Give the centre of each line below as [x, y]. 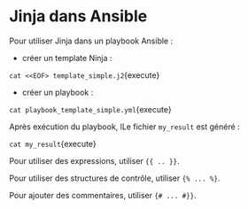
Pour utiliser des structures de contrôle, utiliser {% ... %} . [115, 178]
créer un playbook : [58, 92]
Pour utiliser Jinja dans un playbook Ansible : [91, 41]
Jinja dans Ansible [78, 16]
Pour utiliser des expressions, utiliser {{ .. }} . [94, 160]
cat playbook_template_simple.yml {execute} [90, 109]
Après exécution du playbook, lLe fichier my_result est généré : [125, 127]
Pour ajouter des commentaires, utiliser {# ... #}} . [103, 195]
